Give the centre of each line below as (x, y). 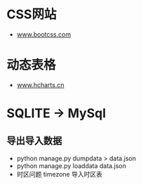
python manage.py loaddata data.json (71, 165)
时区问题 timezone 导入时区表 (60, 174)
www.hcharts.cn (40, 84)
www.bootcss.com (44, 34)
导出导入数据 (34, 141)
